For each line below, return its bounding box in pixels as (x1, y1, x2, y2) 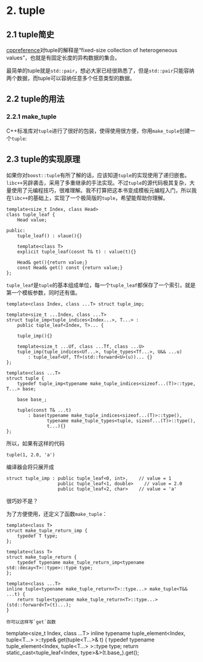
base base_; (17, 396, 47, 403)
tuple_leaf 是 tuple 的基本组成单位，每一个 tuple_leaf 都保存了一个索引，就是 (6, 281, 196, 289)
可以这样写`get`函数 (10, 619, 56, 625)
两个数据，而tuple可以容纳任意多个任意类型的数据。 (6, 75, 135, 82)
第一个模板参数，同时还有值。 (6, 289, 80, 296)
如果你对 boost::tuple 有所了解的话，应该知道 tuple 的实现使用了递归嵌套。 (6, 171, 190, 179)
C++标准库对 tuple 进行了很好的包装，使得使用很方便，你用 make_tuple (6, 127, 180, 134)
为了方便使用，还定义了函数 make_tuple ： (6, 510, 108, 517)
